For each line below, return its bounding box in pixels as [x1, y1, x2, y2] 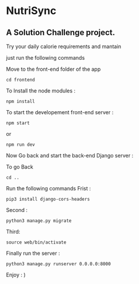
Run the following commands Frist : [6, 185, 91, 191]
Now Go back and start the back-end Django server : [6, 152, 134, 159]
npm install [6, 98, 35, 104]
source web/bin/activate [6, 239, 67, 245]
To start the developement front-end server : [6, 109, 114, 115]
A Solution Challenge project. [6, 28, 116, 37]
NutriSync [6, 4, 57, 18]
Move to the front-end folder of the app [6, 66, 101, 73]
